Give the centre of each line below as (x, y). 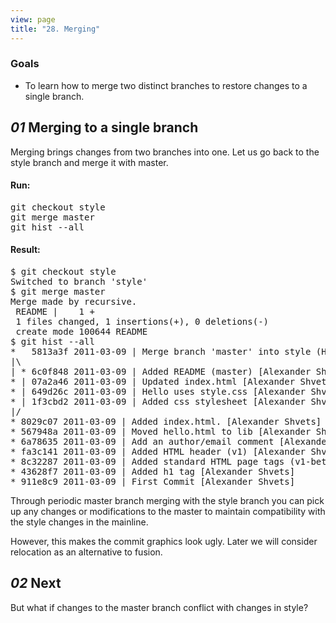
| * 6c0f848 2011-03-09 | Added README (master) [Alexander (161, 372)
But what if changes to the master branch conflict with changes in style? (159, 607)
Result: (25, 250)
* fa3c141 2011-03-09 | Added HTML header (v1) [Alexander (158, 452)
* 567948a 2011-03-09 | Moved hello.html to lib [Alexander (161, 432)
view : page (33, 19)
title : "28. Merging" (55, 29)
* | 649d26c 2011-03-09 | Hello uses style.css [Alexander (158, 392)
